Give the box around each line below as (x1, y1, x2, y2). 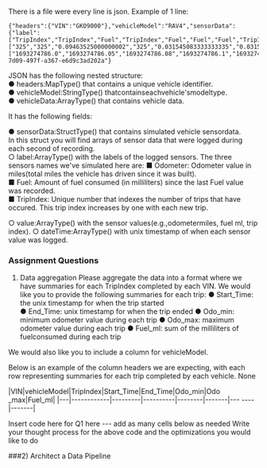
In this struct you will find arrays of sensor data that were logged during (8, 135, 243, 145)
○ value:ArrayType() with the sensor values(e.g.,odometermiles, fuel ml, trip (8, 219, 258, 227)
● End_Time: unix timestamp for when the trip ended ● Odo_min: (19, 307, 235, 316)
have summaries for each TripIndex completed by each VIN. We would (19, 281, 251, 291)
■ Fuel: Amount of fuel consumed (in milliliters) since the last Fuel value (8, 178, 244, 187)
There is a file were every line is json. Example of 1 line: (8, 7, 189, 16)
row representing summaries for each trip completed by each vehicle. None (8, 371, 256, 381)
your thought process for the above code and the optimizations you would (8, 427, 251, 437)
